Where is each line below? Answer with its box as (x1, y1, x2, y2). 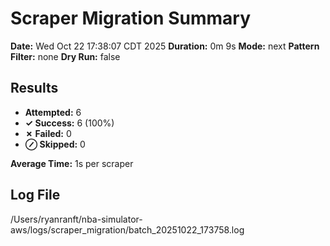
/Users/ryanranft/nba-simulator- (10, 213, 143, 225)
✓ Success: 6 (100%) (24, 117, 115, 129)
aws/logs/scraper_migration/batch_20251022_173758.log (10, 223, 245, 236)
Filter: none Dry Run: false (10, 50, 121, 62)
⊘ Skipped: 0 (24, 138, 86, 150)
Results (10, 80, 59, 97)
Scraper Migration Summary (10, 7, 251, 30)
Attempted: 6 (24, 106, 82, 118)
